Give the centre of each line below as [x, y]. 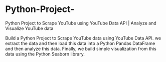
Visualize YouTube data [29, 28]
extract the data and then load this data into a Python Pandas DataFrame [80, 43]
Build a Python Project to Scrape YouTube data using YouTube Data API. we [83, 38]
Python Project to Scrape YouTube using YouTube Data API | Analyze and [81, 23]
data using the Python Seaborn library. [45, 54]
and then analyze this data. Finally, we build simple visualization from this [81, 48]
